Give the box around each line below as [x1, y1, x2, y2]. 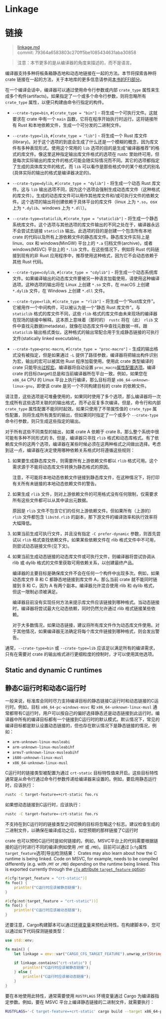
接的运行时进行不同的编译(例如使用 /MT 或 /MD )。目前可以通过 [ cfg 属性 [5, 844, 147, 850]
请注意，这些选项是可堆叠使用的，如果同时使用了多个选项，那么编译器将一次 [5, 394, 161, 399]
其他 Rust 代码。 [12, 259, 46, 265]
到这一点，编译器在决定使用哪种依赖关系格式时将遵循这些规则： [5, 447, 135, 453]
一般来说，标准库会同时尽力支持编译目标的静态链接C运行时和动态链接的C [5, 698, 155, 704]
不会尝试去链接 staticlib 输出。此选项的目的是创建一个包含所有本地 [12, 228, 152, 234]
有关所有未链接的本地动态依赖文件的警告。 [12, 481, 99, 487]
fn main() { [5, 947, 30, 952]
